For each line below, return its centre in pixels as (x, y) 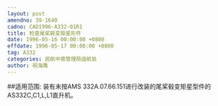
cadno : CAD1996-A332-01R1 (45, 26)
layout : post (26, 14)
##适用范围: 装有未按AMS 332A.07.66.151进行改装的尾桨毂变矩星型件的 (109, 86)
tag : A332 (22, 53)
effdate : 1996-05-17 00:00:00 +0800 (60, 46)
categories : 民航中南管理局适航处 (52, 59)
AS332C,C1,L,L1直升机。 (42, 95)
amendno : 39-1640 (32, 20)
